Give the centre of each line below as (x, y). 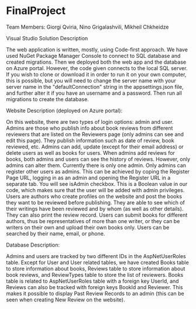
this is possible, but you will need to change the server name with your (91, 81)
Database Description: (33, 245)
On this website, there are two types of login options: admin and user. (90, 121)
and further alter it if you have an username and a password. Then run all (94, 93)
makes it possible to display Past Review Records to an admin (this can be (95, 293)
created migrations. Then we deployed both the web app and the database (96, 62)
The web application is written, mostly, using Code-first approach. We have (97, 49)
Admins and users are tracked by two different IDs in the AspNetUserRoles (96, 256)
